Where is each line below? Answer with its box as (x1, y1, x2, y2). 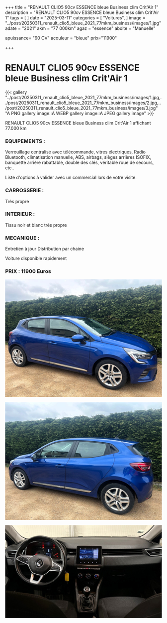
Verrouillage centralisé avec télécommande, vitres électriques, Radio (5, 149, 146, 155)
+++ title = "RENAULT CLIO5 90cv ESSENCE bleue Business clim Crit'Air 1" (5, 4, 159, 10)
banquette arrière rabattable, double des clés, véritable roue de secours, (5, 159, 154, 166)
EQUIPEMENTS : (5, 137, 46, 144)
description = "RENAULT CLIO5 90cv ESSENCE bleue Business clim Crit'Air (5, 9, 159, 15)
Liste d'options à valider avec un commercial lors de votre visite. (5, 174, 137, 181)
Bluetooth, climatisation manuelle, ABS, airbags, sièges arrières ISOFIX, (5, 154, 152, 160)
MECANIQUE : (5, 234, 40, 241)
